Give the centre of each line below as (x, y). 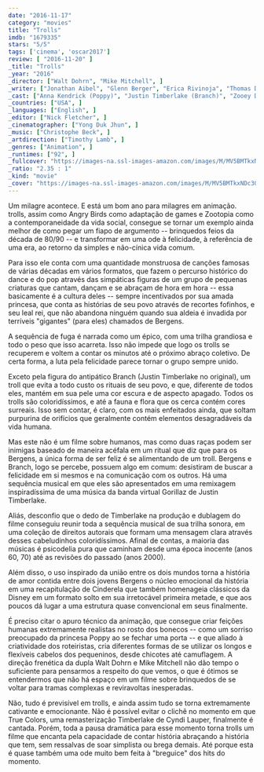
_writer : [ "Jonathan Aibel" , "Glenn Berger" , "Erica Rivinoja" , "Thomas (130, 88)
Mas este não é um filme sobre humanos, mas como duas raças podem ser (130, 441)
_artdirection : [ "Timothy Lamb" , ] (66, 139)
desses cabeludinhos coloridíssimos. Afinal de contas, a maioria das (119, 540)
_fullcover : (27, 162)
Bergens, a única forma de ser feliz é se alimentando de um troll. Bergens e (130, 458)
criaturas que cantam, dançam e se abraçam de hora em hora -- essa (121, 287)
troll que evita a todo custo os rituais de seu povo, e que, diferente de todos (131, 385)
